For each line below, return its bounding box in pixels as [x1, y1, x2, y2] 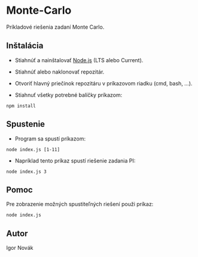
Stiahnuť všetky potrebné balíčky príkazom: [14, 91, 123, 99]
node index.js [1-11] [6, 146, 60, 152]
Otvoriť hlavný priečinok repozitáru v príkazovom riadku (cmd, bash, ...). [14, 79, 193, 87]
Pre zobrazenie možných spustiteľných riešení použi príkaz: [6, 201, 154, 208]
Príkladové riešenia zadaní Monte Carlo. [6, 23, 105, 30]
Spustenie [6, 119, 45, 129]
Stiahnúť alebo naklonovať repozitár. [14, 68, 105, 75]
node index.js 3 [6, 169, 47, 175]
